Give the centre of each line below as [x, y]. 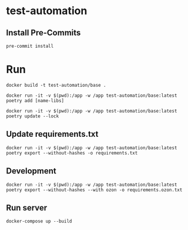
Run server [27, 208]
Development [31, 171]
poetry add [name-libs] [35, 101]
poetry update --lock [33, 116]
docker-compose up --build [39, 221]
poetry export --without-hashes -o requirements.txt [72, 153]
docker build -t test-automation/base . [56, 85]
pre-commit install [30, 46]
